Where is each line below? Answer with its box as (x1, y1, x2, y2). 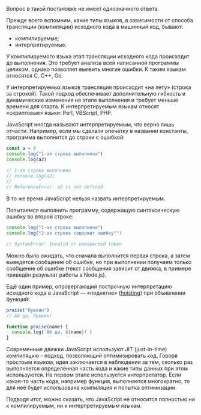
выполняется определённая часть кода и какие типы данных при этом (6, 365, 188, 372)
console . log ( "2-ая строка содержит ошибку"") (6, 230, 122, 236)
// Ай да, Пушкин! (6, 313, 52, 319)
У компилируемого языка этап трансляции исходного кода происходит (6, 53, 190, 60)
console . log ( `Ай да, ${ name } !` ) (11, 329, 93, 336)
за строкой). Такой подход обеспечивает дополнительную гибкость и (6, 90, 186, 97)
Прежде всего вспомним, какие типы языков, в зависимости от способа (6, 17, 194, 23)
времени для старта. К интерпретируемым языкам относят (6, 103, 160, 110)
